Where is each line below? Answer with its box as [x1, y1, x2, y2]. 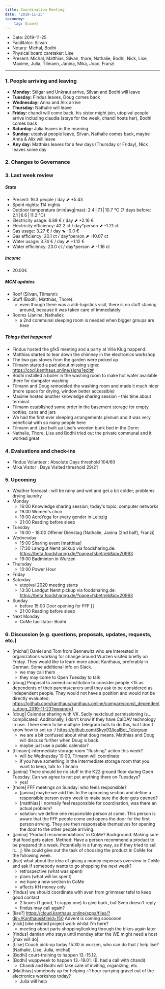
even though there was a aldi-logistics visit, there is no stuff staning [19, 302, 157, 308]
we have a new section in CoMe [19, 879, 84, 885]
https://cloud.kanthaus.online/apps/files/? [26, 910, 110, 916]
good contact [12, 894, 40, 900]
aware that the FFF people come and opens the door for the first [19, 816, 150, 822]
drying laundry [12, 493, 42, 498]
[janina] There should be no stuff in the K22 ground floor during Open [12, 769, 154, 775]
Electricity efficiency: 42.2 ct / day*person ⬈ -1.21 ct [12, 223, 119, 229]
